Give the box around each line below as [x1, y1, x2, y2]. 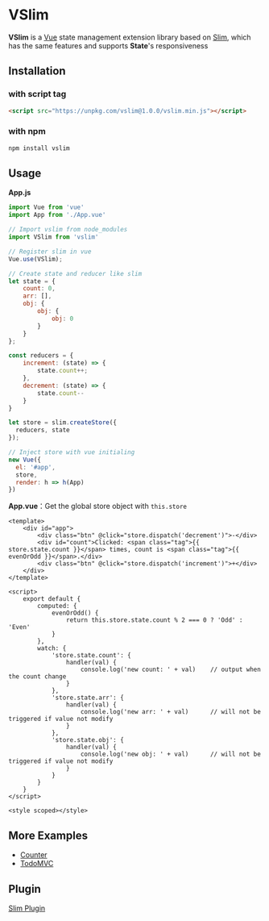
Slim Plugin [8, 903, 46, 913]
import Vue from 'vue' [8, 203, 85, 211]
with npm [8, 126, 46, 137]
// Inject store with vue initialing [8, 448, 135, 456]
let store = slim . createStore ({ [8, 419, 117, 427]
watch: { [37, 644, 67, 652]
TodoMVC [19, 859, 54, 869]
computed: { [37, 602, 78, 611]
